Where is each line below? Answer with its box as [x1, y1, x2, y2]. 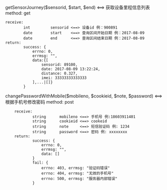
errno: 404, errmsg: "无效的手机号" [41, 171, 114, 176]
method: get [5, 10, 31, 16]
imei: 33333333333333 [41, 75, 87, 80]
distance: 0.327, [41, 71, 78, 76]
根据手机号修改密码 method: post [5, 99, 74, 105]
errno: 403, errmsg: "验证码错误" [41, 165, 110, 170]
